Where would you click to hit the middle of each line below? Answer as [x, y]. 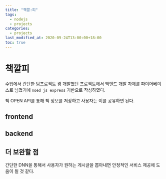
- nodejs [19, 19]
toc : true [15, 43]
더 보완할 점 [22, 152]
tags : [11, 15]
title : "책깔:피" [22, 10]
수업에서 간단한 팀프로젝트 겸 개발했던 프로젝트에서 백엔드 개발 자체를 [72, 84]
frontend [19, 117]
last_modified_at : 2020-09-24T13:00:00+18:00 [53, 38]
